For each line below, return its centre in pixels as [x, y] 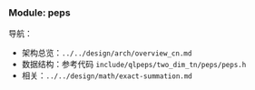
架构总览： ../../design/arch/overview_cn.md [107, 53]
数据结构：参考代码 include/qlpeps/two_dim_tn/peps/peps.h [134, 65]
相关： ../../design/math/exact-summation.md [107, 75]
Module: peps [39, 13]
